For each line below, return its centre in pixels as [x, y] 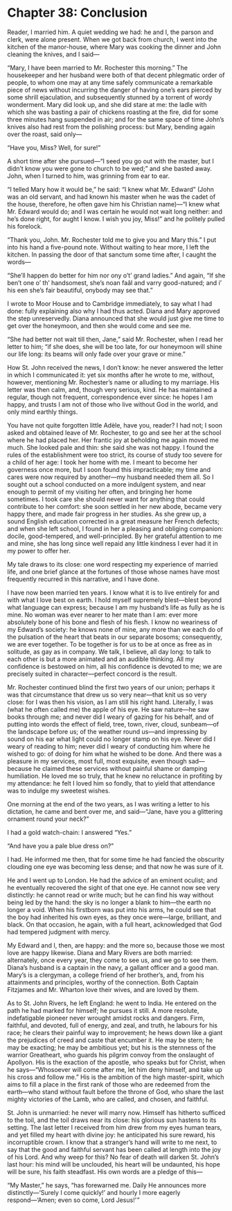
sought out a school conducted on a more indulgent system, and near [107, 484]
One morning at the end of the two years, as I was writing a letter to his [108, 804]
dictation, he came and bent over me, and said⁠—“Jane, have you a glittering [115, 811]
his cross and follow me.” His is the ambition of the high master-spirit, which [116, 1077]
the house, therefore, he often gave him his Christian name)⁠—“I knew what [114, 204]
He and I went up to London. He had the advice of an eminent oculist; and [113, 880]
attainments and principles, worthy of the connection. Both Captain [103, 982]
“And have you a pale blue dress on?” [61, 845]
